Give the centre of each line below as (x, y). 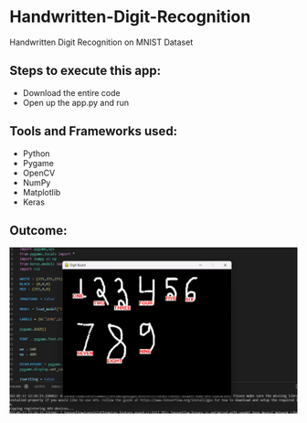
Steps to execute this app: (85, 71)
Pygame (38, 163)
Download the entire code (71, 92)
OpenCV (39, 173)
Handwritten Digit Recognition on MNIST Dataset (101, 42)
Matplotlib (42, 192)
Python (36, 153)
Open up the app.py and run (76, 102)
